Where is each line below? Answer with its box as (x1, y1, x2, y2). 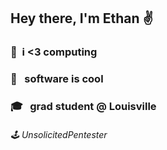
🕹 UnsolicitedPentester (10, 128, 108, 140)
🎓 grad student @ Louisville (10, 100, 157, 114)
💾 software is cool (10, 72, 104, 86)
